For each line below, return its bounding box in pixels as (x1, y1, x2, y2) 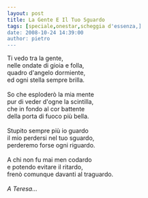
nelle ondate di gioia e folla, (7, 61, 85, 70)
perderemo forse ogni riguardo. (7, 141, 95, 150)
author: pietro (7, 36, 50, 42)
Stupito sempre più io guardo (7, 127, 89, 135)
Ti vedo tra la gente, (7, 54, 63, 62)
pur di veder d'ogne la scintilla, (7, 98, 94, 106)
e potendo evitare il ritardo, (7, 163, 83, 171)
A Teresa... (7, 185, 38, 193)
